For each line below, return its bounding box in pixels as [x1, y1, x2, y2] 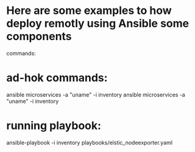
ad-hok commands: [6, 71, 108, 85]
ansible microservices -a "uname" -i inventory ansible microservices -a [6, 91, 186, 98]
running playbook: [6, 119, 102, 133]
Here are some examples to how [6, 4, 172, 18]
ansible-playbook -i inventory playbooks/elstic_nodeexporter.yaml [6, 139, 172, 146]
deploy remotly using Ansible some [6, 16, 190, 30]
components [6, 30, 72, 43]
